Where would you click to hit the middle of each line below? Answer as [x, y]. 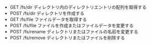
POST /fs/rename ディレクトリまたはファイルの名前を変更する [74, 32]
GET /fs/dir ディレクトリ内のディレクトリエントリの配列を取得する [78, 7]
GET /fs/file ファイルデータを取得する [48, 19]
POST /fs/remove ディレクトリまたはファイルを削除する [67, 38]
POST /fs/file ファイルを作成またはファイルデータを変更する [72, 25]
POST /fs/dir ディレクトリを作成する [47, 13]
